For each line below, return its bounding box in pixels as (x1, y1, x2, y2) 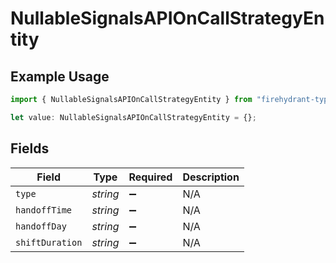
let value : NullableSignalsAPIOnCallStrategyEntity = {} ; (10, 112, 257, 122)
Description (182, 170, 240, 184)
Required (128, 170, 173, 184)
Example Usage (10, 68, 110, 85)
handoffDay (15, 220, 67, 232)
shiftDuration (15, 237, 83, 248)
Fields (10, 140, 50, 157)
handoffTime (15, 204, 73, 216)
